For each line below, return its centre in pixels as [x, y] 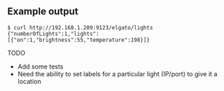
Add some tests [40, 66]
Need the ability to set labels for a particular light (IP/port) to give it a [117, 73]
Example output [43, 12]
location [29, 81]
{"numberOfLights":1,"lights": [53, 34]
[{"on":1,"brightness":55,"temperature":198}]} [79, 40]
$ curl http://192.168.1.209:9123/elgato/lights [80, 27]
